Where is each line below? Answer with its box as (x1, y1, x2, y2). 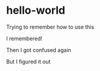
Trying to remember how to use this (6, 23, 95, 30)
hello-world (6, 4, 66, 17)
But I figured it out (6, 58, 51, 65)
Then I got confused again (6, 46, 72, 54)
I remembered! (6, 35, 43, 42)
